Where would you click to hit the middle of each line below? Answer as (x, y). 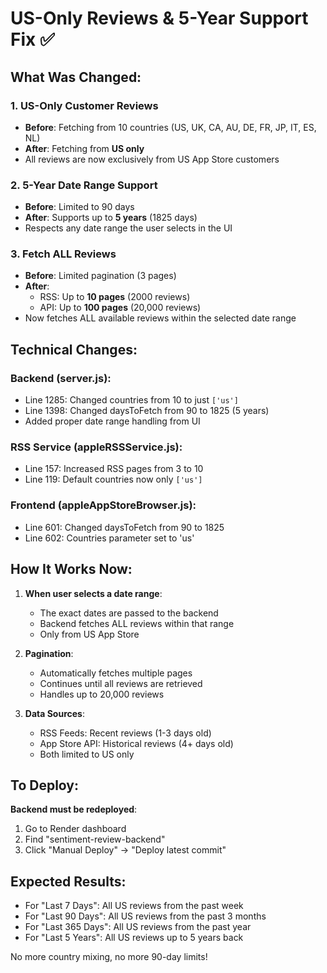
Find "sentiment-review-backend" (95, 839)
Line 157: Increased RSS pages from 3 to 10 (114, 469)
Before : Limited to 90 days (79, 207)
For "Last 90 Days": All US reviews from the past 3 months (145, 916)
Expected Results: (68, 881)
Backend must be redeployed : (74, 809)
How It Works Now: (71, 569)
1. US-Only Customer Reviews (84, 105)
